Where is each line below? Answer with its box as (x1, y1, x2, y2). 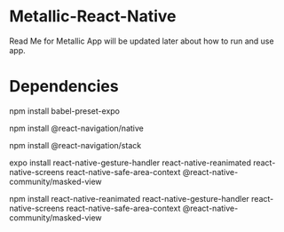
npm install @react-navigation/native (9, 123, 144, 133)
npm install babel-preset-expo (9, 105, 120, 116)
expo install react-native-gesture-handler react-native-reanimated (9, 157, 251, 168)
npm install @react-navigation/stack (9, 140, 142, 150)
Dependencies (9, 76, 119, 97)
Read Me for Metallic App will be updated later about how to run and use (9, 36, 274, 46)
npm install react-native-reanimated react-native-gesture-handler (9, 193, 250, 204)
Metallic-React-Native (9, 6, 177, 27)
